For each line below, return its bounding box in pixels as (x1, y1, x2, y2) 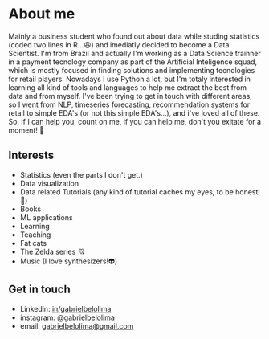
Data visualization (19, 178, 79, 188)
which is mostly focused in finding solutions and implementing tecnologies (8, 65, 255, 75)
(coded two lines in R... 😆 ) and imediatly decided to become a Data (8, 39, 230, 49)
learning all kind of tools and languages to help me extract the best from (8, 82, 247, 92)
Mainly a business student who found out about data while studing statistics (8, 31, 260, 41)
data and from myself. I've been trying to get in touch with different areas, (8, 91, 253, 100)
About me (8, 5, 75, 23)
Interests (8, 149, 55, 162)
